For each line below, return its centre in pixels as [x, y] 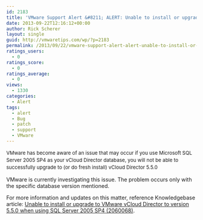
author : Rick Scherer [34, 29]
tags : [13, 107]
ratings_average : [28, 74]
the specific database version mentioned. [58, 186]
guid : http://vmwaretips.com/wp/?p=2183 [58, 40]
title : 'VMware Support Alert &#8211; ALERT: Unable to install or [93, 18]
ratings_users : [25, 51]
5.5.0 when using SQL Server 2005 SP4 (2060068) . [70, 210]
